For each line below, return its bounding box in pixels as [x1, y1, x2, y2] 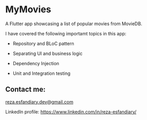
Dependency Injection [12, 60, 59, 66]
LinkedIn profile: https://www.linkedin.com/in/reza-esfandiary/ [5, 109, 137, 115]
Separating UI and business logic [12, 50, 83, 56]
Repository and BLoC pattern [12, 40, 74, 47]
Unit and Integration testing [12, 70, 71, 76]
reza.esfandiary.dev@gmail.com [5, 98, 73, 105]
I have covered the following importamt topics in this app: [5, 30, 127, 36]
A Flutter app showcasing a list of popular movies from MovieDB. [5, 21, 142, 27]
